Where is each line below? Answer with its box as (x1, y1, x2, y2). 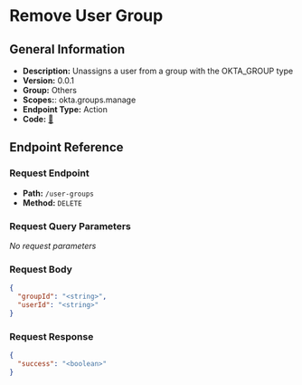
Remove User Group (9, 5, 164, 26)
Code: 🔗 (22, 114, 54, 124)
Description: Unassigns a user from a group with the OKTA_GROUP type (22, 65, 294, 76)
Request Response (9, 330, 94, 342)
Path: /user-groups (22, 188, 95, 198)
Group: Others (22, 85, 77, 95)
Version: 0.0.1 (22, 75, 75, 86)
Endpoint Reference (9, 140, 124, 155)
